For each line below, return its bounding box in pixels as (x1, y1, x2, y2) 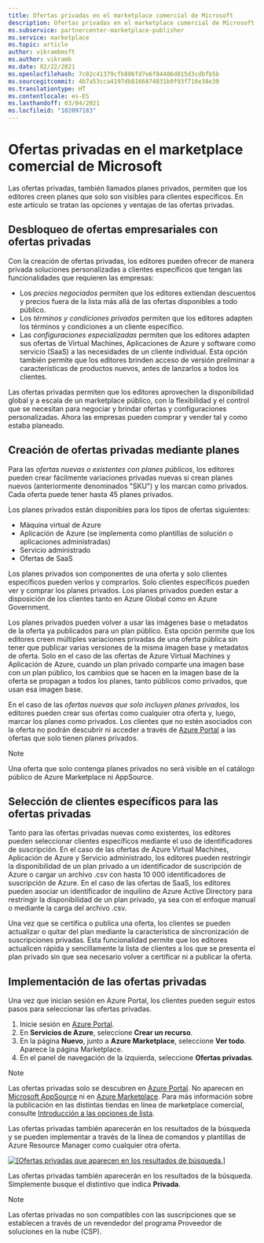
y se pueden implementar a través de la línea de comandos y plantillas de (8, 1132, 246, 1142)
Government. (8, 602, 51, 611)
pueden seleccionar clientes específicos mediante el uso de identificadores (8, 837, 253, 846)
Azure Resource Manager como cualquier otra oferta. (8, 1141, 181, 1150)
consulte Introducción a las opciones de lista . (8, 1108, 155, 1119)
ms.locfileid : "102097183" (8, 107, 97, 115)
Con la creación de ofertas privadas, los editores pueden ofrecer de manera (8, 256, 255, 265)
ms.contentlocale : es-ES (8, 92, 90, 100)
